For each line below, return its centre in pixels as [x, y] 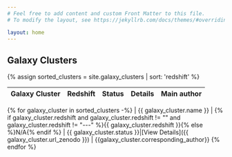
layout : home [26, 32]
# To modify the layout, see [49, 20]
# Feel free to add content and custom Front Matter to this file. [106, 13]
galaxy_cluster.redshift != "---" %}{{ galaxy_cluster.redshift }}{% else [105, 125]
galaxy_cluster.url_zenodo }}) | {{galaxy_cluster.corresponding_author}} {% [114, 140]
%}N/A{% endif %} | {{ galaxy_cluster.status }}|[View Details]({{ [98, 132]
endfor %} [22, 147]
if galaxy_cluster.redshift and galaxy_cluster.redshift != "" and [94, 118]
